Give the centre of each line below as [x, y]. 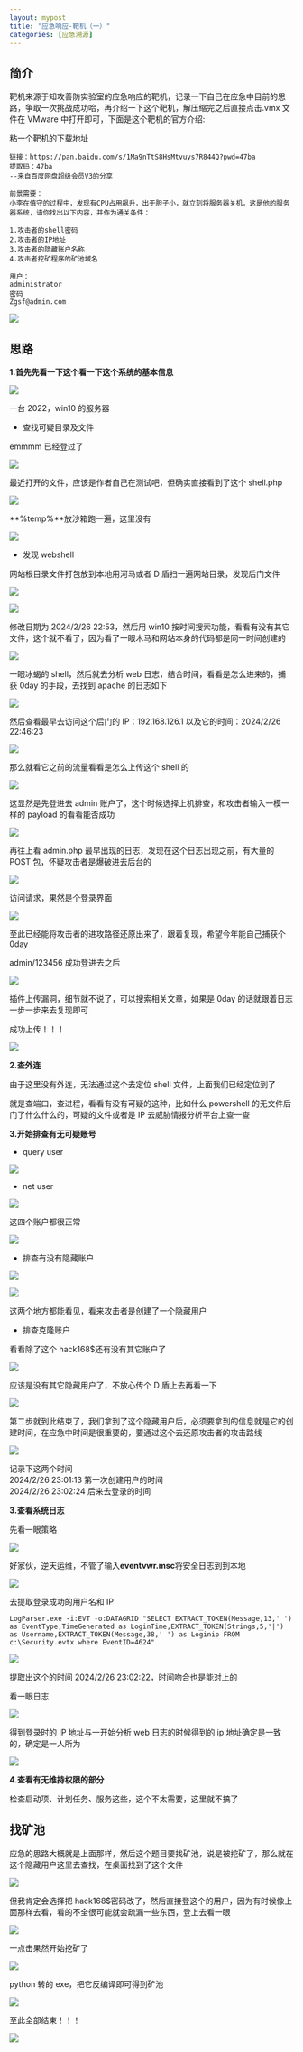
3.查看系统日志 [37, 1510]
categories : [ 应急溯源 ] [51, 34]
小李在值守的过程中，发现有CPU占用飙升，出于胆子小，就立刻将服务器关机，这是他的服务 [150, 204]
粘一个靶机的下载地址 [49, 138]
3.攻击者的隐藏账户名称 [47, 250]
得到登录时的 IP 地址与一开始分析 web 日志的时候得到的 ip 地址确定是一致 [146, 1732]
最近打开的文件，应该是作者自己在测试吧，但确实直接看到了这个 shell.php [146, 482]
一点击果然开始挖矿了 [49, 1947]
